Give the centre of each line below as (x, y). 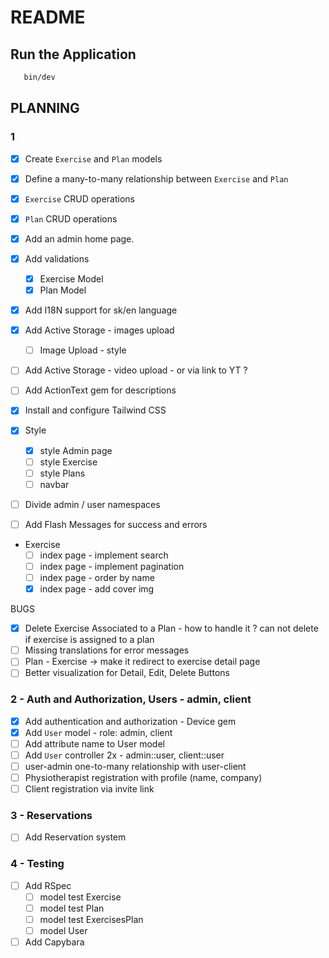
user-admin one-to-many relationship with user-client (135, 766)
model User (63, 931)
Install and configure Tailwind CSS (95, 410)
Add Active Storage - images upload (99, 330)
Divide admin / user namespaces (92, 504)
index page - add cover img (97, 589)
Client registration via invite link (89, 789)
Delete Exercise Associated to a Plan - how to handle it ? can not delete (171, 628)
